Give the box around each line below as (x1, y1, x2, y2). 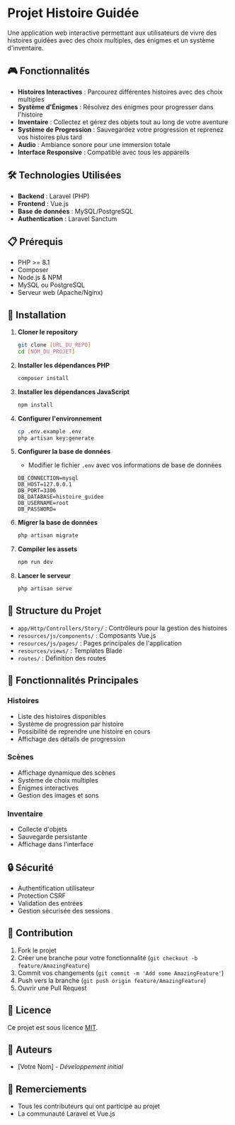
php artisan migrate (17, 532, 79, 539)
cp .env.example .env (17, 428, 81, 435)
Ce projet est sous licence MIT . (7, 1023, 98, 1031)
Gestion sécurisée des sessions (17, 906, 111, 915)
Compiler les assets (17, 545, 78, 553)
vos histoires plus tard (17, 133, 83, 141)
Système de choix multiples (17, 776, 98, 784)
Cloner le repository (17, 328, 78, 337)
